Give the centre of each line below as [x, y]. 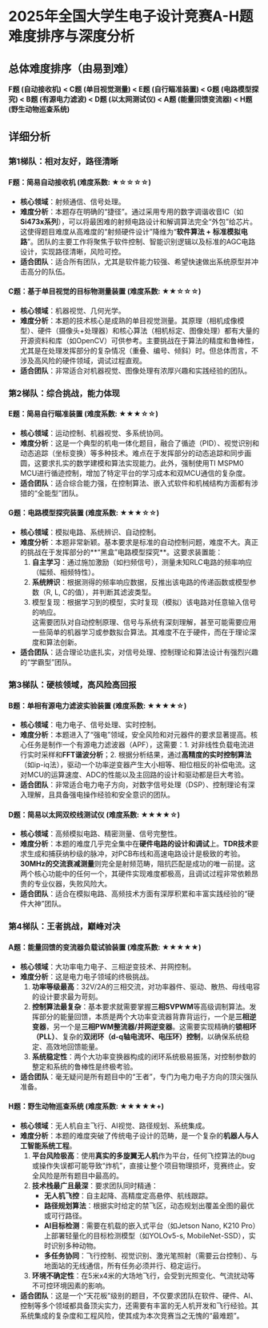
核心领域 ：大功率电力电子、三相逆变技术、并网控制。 [108, 966]
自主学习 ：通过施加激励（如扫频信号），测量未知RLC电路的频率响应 [142, 562]
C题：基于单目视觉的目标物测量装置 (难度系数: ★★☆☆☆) [105, 291]
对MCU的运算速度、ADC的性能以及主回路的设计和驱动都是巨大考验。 [134, 775]
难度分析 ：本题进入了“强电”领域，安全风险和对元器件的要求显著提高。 [135, 735]
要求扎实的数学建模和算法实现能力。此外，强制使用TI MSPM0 [142, 463]
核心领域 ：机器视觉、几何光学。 [72, 310]
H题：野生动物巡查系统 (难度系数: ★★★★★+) [86, 1106]
